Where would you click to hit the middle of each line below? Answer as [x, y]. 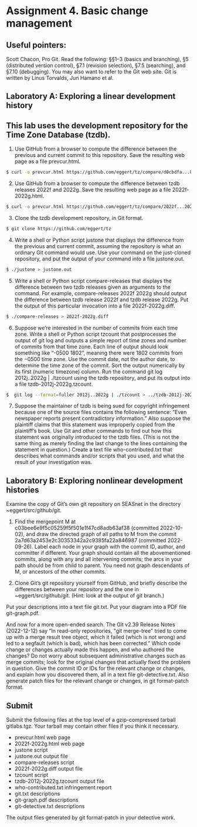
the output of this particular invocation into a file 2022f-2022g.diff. [95, 306]
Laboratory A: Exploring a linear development [91, 96]
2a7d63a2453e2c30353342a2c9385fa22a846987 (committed [90, 541]
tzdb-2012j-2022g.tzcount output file [59, 781]
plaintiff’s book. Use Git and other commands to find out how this [93, 431]
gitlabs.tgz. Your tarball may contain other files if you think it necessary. [93, 726]
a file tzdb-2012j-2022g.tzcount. [54, 384]
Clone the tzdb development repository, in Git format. [79, 218]
